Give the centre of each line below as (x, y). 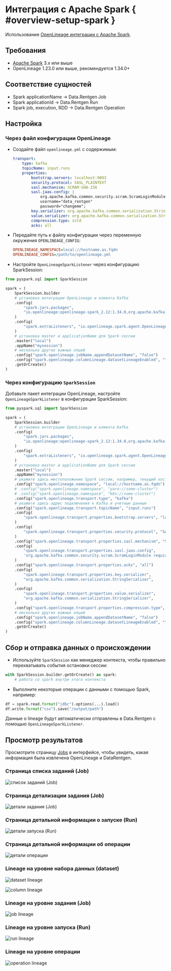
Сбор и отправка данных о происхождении (78, 647)
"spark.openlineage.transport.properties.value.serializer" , (90, 594)
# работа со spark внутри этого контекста (60, 679)
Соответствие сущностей (48, 85)
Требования (25, 50)
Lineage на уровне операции (43, 952)
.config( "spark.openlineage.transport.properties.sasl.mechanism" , (87, 541)
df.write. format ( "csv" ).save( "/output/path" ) (54, 709)
